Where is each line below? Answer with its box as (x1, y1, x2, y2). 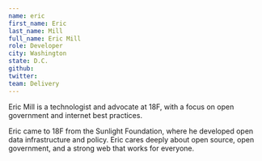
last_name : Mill (8, 27, 63, 35)
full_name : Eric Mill (8, 34, 82, 43)
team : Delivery (8, 79, 60, 87)
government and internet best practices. (8, 110, 143, 120)
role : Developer (8, 42, 63, 50)
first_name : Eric (8, 19, 67, 28)
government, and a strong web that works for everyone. (8, 143, 195, 153)
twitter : (8, 72, 38, 80)
